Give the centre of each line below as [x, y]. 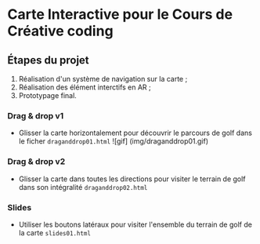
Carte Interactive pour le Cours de [120, 15]
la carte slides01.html [55, 232]
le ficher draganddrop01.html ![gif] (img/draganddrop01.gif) [114, 141]
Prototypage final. [48, 95]
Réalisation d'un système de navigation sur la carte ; [103, 79]
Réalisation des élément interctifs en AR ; [85, 87]
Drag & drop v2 [36, 162]
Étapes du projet [48, 60]
